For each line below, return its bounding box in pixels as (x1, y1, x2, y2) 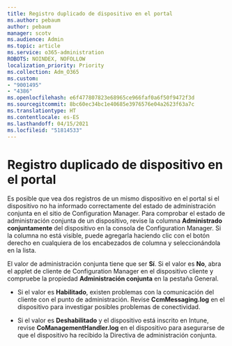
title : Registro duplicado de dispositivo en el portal (7, 10, 173, 17)
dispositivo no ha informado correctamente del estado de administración (7, 202, 216, 210)
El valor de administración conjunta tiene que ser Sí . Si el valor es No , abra (7, 260, 222, 268)
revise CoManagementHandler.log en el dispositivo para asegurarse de (17, 324, 225, 332)
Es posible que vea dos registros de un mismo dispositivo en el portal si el (7, 194, 219, 203)
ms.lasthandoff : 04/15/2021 (7, 120, 89, 127)
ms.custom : (7, 74, 39, 82)
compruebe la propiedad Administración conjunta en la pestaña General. (7, 274, 219, 283)
